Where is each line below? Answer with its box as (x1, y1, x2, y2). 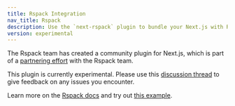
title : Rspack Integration (7, 10, 86, 18)
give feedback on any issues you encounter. (7, 78, 135, 86)
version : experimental (7, 29, 73, 37)
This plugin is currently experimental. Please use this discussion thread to (7, 70, 220, 79)
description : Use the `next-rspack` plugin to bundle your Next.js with (7, 23, 224, 30)
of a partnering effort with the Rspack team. (7, 57, 134, 65)
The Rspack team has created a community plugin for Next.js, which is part (7, 49, 225, 58)
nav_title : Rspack (7, 17, 61, 24)
